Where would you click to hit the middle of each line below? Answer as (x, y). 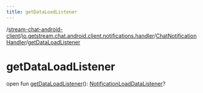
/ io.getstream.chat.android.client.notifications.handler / (88, 36)
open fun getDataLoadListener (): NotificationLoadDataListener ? (86, 83)
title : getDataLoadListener (42, 12)
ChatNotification (176, 36)
